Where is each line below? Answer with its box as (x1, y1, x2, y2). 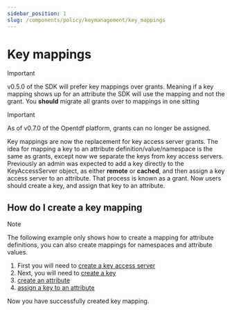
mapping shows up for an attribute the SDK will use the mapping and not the (7, 90, 225, 98)
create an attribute (17, 276, 71, 284)
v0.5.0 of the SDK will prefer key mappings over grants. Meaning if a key (7, 82, 214, 91)
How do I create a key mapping (7, 201, 143, 213)
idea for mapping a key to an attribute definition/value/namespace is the (7, 145, 213, 153)
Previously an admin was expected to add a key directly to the (7, 160, 185, 168)
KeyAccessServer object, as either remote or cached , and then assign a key (7, 167, 225, 175)
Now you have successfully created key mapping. (7, 297, 150, 305)
